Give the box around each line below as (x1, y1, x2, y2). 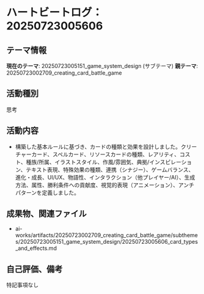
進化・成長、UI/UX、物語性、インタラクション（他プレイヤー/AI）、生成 (15, 173, 195, 181)
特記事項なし (6, 281, 38, 288)
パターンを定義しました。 (15, 189, 80, 196)
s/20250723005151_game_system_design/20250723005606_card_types (15, 238, 199, 246)
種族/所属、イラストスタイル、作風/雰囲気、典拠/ (26, 158, 150, 165)
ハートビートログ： (6, 6, 103, 20)
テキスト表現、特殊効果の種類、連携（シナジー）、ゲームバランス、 (25, 166, 194, 173)
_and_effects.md (15, 244, 57, 252)
